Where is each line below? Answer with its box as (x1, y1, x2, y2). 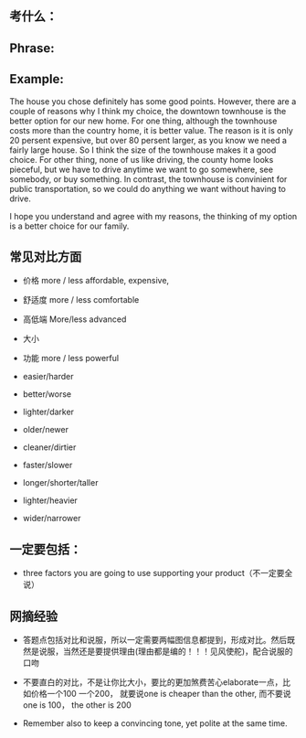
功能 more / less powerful (22, 353, 120, 364)
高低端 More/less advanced (22, 314, 127, 325)
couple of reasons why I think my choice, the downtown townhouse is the (9, 105, 287, 116)
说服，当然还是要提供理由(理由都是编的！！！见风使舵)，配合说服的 (38, 646, 294, 657)
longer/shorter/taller (22, 477, 99, 488)
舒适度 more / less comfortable (22, 294, 140, 305)
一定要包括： (9, 541, 82, 557)
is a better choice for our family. (9, 220, 130, 231)
